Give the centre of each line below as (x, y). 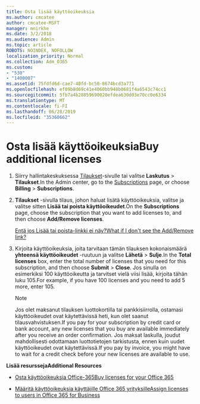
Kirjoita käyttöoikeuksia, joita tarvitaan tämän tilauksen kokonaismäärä (101, 249)
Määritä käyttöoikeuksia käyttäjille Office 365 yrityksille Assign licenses (101, 389)
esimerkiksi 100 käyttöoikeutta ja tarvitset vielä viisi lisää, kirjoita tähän (101, 274)
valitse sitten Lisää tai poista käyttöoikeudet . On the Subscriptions (97, 206)
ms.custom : (20, 67)
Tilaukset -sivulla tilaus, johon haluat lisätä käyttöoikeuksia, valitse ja (99, 200)
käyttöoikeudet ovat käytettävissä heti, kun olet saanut (82, 316)
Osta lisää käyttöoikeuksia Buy (83, 147)
